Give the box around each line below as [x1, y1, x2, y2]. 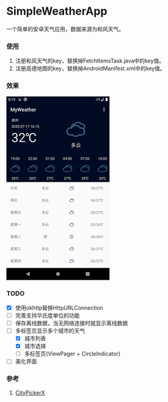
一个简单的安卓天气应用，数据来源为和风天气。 [6, 25, 124, 32]
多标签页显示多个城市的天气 [15, 327, 86, 335]
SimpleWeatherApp [6, 4, 108, 18]
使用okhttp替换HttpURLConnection [15, 304, 104, 311]
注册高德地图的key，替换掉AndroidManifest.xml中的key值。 [15, 65, 166, 72]
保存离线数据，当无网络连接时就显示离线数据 [15, 319, 128, 327]
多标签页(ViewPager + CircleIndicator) [24, 350, 121, 357]
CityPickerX [15, 389, 45, 396]
